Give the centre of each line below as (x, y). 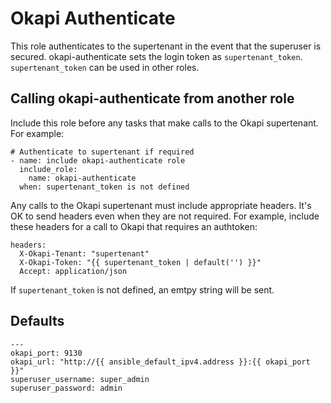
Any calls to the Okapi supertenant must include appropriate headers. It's (161, 205)
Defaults (37, 321)
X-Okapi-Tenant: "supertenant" (84, 253)
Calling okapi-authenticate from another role (152, 98)
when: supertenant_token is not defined (104, 187)
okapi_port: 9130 (46, 353)
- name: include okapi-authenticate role (98, 160)
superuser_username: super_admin (80, 379)
